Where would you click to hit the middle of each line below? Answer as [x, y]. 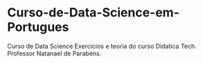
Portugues [38, 27]
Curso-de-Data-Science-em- [94, 13]
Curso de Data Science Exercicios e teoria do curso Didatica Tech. [102, 46]
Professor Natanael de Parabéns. [54, 53]
